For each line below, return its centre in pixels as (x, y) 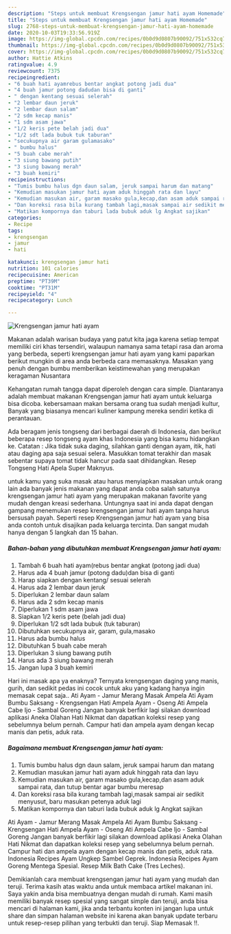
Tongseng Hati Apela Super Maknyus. (61, 468)
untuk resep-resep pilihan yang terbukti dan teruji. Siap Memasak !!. (104, 923)
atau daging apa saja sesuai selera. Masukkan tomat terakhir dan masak (110, 453)
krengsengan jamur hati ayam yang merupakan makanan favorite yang (108, 496)
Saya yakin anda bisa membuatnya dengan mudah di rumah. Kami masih (110, 894)
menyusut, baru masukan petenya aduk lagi (79, 801)
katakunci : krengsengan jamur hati (59, 262)
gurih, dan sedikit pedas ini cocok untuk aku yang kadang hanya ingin (106, 688)
